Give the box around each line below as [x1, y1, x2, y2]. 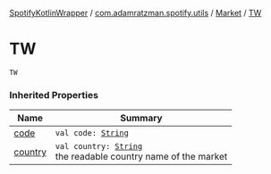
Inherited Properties [9, 88, 98, 101]
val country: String [55, 142, 143, 152]
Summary [120, 112, 163, 124]
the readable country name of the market [55, 151, 228, 163]
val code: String [55, 128, 130, 138]
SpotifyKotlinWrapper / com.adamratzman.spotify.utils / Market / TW [9, 8, 262, 18]
